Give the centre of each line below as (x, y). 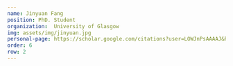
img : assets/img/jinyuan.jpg (49, 33)
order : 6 (20, 45)
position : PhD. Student (42, 20)
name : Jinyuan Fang (35, 13)
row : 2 (17, 52)
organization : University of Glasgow (63, 26)
